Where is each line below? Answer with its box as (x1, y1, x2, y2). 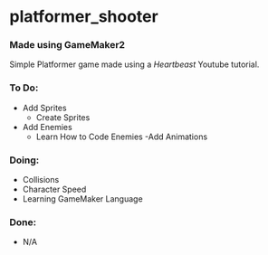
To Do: (9, 81, 39, 94)
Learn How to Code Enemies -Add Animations (35, 131, 208, 142)
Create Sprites (35, 111, 91, 123)
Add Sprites (22, 102, 67, 113)
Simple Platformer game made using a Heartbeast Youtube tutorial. (9, 59, 260, 70)
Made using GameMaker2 (9, 39, 125, 52)
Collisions (22, 175, 60, 185)
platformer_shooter (9, 6, 158, 27)
